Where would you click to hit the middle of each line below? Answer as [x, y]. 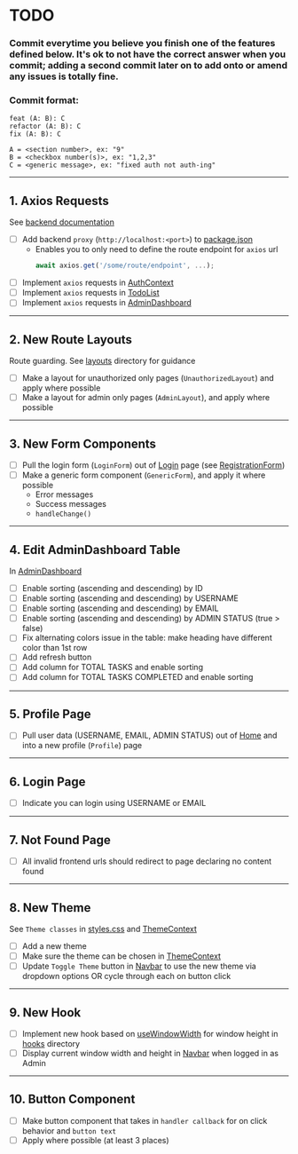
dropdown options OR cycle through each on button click [126, 976]
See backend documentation [62, 222]
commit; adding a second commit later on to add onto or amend [149, 66]
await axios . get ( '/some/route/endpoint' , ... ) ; [125, 266]
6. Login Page [47, 782]
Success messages [71, 504]
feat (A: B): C [37, 119]
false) [32, 628]
